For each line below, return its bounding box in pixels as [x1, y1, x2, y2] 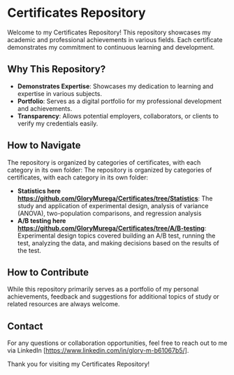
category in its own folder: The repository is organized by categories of [7, 165, 212, 174]
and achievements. [17, 104, 73, 113]
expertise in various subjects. [17, 89, 103, 97]
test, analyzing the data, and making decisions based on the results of [17, 238, 219, 247]
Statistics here [17, 186, 61, 195]
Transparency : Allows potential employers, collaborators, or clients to [17, 111, 219, 120]
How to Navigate [7, 139, 82, 151]
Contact [7, 320, 43, 332]
